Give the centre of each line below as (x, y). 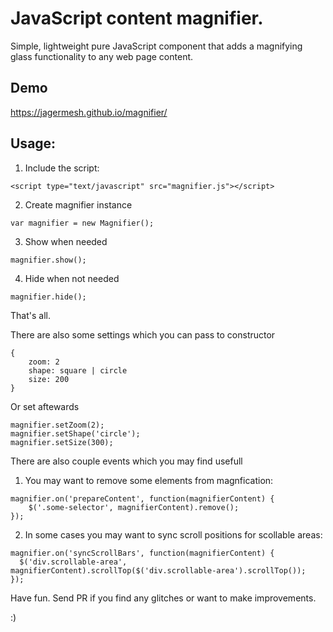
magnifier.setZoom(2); (57, 425)
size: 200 (49, 379)
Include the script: (62, 168)
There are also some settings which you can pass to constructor (143, 334)
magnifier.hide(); (48, 297)
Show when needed (66, 241)
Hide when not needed (72, 278)
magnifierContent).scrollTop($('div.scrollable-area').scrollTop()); (158, 570)
